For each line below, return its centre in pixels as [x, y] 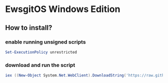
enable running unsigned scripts [45, 42]
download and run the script [40, 65]
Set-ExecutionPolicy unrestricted [41, 52]
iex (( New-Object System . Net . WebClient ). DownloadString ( [66, 75]
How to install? [29, 28]
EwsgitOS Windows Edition [63, 9]
